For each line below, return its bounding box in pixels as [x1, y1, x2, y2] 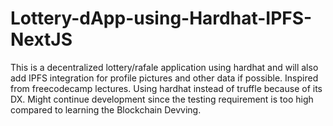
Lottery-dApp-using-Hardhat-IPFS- [10, 7, 313, 30]
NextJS [10, 28, 73, 51]
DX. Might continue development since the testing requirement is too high [10, 93, 314, 105]
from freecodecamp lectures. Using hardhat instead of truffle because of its [10, 82, 323, 94]
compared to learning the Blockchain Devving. [10, 103, 202, 116]
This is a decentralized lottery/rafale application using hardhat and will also [10, 61, 319, 73]
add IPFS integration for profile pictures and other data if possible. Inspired [10, 72, 319, 84]
